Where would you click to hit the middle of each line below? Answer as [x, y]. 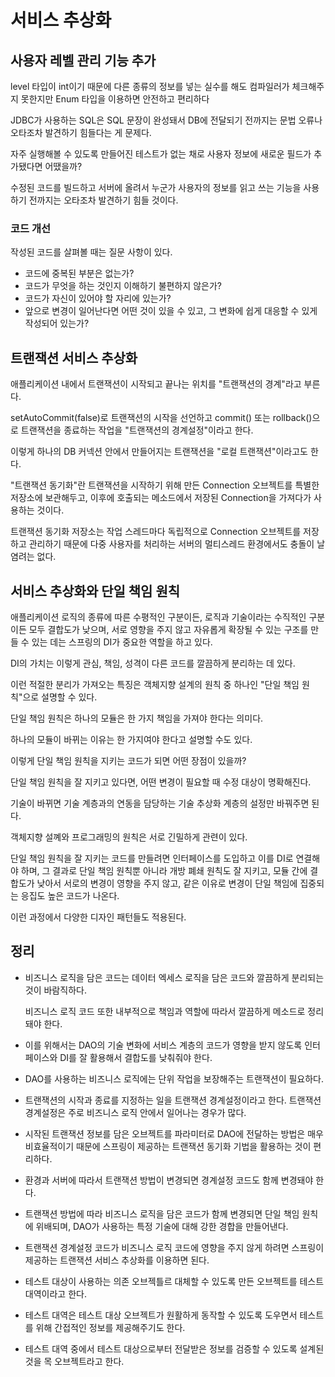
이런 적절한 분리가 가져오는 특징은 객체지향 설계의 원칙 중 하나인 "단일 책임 [155, 684]
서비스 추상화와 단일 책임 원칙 [95, 591]
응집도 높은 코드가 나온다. [70, 895]
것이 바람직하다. [55, 990]
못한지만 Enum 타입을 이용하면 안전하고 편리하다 [115, 99]
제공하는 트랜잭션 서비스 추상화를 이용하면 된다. [117, 1260]
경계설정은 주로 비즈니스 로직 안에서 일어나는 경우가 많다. [135, 1112]
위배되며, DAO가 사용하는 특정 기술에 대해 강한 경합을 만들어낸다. [162, 1226]
